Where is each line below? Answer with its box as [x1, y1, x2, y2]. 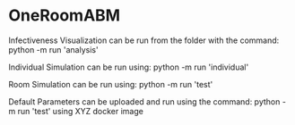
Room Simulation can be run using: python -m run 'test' [8, 79, 213, 89]
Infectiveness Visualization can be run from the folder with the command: [8, 35, 280, 46]
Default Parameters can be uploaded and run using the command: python [8, 96, 281, 107]
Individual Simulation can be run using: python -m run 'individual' [8, 62, 249, 72]
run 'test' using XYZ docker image [17, 105, 144, 116]
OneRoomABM [8, 5, 121, 26]
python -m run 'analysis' [8, 44, 100, 54]
